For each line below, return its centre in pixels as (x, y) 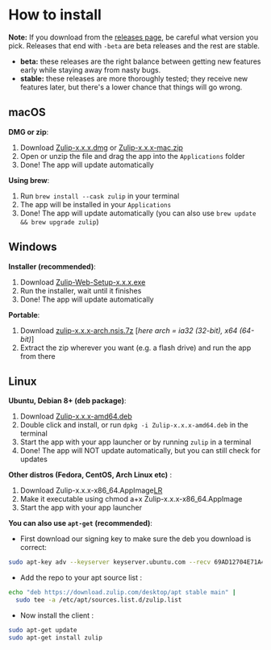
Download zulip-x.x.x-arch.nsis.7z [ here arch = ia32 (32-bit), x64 (129, 330)
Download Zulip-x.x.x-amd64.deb (76, 416)
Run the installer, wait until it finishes (81, 290)
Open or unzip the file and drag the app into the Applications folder (132, 156)
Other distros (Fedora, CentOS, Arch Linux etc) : (90, 475)
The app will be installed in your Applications (96, 204)
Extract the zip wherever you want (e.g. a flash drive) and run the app (135, 348)
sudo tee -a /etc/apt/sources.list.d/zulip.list (99, 600)
